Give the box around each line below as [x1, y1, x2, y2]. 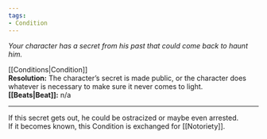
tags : [8, 11, 26, 20]
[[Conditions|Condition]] [8, 64, 88, 74]
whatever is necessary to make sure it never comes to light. [8, 81, 203, 91]
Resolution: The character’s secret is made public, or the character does [8, 73, 246, 83]
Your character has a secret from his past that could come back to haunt [8, 41, 249, 50]
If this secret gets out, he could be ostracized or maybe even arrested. [8, 113, 239, 122]
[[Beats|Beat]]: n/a [8, 90, 72, 99]
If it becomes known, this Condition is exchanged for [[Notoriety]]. [8, 121, 226, 131]
